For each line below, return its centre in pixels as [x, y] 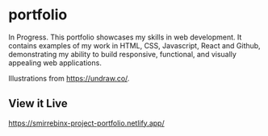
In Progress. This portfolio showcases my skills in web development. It [125, 37]
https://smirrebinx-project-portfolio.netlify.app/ [86, 123]
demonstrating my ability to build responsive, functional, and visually [122, 54]
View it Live [38, 103]
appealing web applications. [55, 63]
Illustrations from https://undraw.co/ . [69, 78]
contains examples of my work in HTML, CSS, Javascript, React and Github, [134, 45]
